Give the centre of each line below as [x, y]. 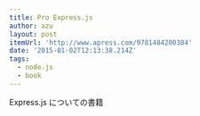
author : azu [31, 26]
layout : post [33, 34]
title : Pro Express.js [51, 17]
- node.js [35, 68]
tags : [19, 59]
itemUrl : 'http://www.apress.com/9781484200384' [101, 42]
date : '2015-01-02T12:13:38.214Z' [73, 51]
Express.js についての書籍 [56, 102]
